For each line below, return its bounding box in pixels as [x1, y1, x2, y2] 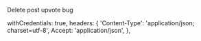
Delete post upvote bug [7, 6, 73, 14]
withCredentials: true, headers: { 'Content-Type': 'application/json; [7, 19, 195, 27]
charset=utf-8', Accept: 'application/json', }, [7, 27, 131, 34]
